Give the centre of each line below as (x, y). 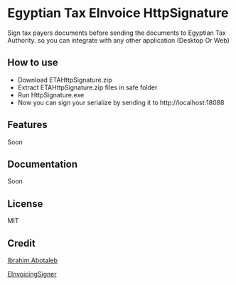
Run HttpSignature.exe (51, 95)
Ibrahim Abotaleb (33, 260)
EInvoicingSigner (32, 274)
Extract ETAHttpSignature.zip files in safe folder (87, 87)
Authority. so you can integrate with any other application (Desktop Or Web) (118, 40)
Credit (21, 243)
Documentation (43, 164)
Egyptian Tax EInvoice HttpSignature (118, 13)
